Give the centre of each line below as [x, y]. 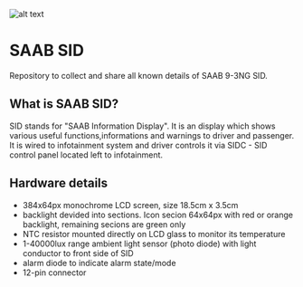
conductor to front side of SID [78, 253]
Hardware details [59, 183]
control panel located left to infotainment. [86, 155]
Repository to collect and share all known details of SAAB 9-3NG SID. [139, 75]
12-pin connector [54, 273]
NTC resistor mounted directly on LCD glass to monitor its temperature [154, 234]
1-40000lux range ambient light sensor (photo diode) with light [139, 244]
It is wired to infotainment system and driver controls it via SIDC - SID [138, 145]
